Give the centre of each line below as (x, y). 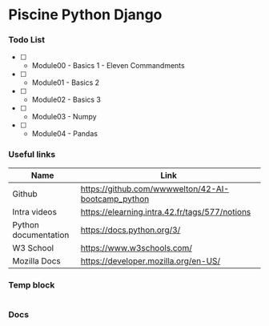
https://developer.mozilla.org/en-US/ (151, 260)
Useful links (32, 155)
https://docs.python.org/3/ (130, 230)
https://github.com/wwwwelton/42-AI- (155, 188)
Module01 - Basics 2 (66, 83)
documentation (41, 235)
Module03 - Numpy (64, 117)
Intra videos (35, 211)
